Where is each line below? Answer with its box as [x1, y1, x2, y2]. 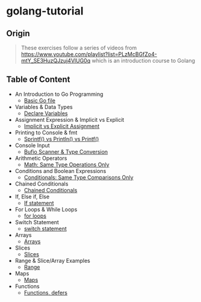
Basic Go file [23, 96, 56, 104]
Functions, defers [23, 289, 68, 296]
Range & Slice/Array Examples [14, 257, 90, 264]
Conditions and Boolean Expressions [14, 167, 107, 174]
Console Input [14, 142, 50, 149]
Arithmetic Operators [14, 154, 67, 162]
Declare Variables [23, 110, 68, 117]
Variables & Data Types [14, 103, 73, 110]
